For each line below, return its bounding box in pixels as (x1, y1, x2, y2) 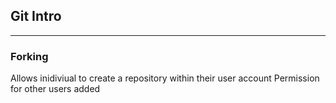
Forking (10, 49, 49, 63)
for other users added (10, 83, 101, 95)
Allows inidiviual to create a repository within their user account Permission (10, 72, 320, 84)
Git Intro (10, 8, 62, 25)
